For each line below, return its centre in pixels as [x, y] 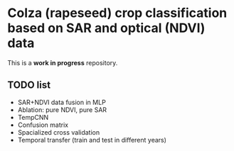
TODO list [29, 85]
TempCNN [33, 117]
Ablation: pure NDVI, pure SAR [62, 110]
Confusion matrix [43, 125]
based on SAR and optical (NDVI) [106, 28]
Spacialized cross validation [59, 132]
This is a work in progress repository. [63, 62]
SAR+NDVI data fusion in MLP [62, 102]
